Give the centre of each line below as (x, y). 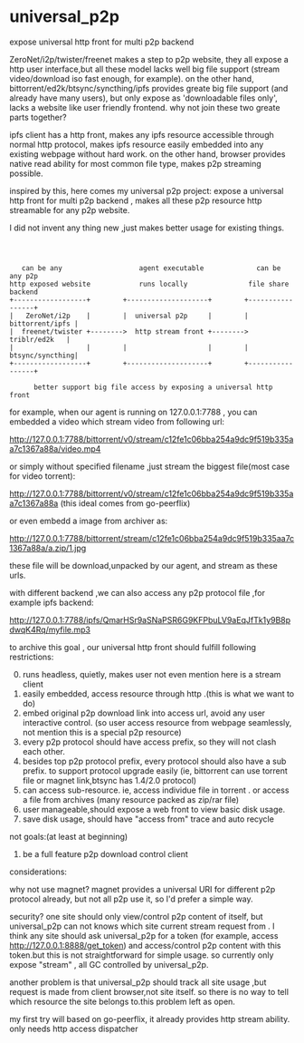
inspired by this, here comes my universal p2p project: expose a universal (147, 190)
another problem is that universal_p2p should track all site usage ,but (138, 982)
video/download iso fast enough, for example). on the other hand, (132, 78)
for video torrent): (43, 476)
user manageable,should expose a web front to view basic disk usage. (154, 809)
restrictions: (32, 657)
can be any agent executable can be (151, 268)
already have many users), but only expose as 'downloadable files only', (143, 98)
